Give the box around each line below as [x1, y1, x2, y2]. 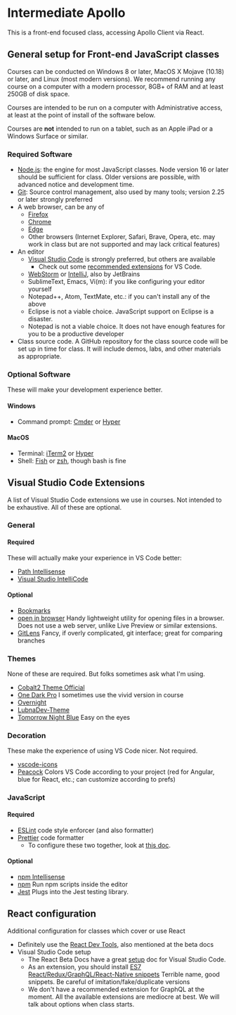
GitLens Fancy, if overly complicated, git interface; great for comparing [17, 628, 223, 637]
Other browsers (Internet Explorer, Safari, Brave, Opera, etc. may [27, 233, 216, 241]
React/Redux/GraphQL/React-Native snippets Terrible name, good [27, 970, 220, 978]
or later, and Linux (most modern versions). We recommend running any [7, 75, 216, 83]
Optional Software [7, 369, 71, 379]
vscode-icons [17, 761, 58, 769]
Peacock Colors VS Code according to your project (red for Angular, [17, 768, 215, 776]
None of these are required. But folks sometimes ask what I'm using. [7, 670, 206, 678]
